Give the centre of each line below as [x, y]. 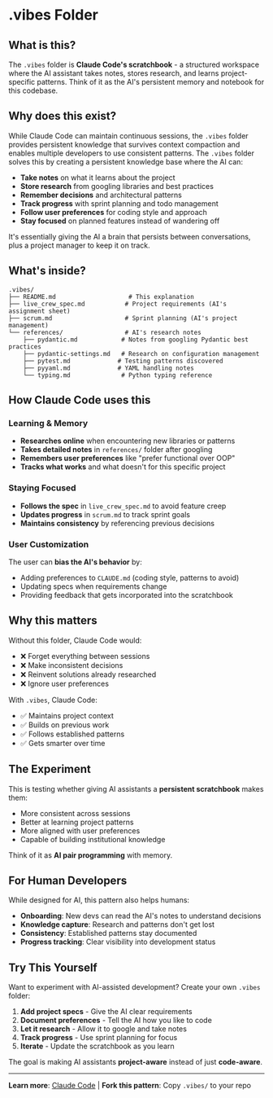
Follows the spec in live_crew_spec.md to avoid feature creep [123, 506]
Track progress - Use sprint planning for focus [99, 1038]
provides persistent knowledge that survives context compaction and [124, 144]
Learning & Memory [48, 423]
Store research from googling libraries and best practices [117, 186]
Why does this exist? [62, 116]
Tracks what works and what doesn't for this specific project [123, 467]
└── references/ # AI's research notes [105, 332]
